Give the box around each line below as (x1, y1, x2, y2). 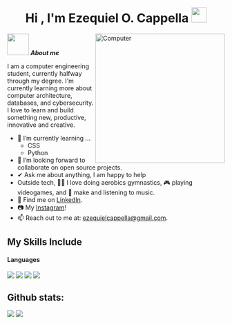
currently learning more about (7, 83, 93, 92)
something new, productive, (7, 113, 86, 121)
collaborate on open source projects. (17, 163, 123, 172)
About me (30, 48, 60, 57)
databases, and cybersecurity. (7, 99, 94, 107)
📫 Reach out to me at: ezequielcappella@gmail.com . (17, 214, 168, 222)
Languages (7, 255, 40, 263)
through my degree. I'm (7, 77, 75, 85)
